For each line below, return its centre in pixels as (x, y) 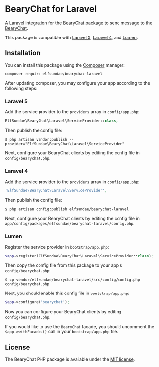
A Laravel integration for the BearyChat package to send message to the (79, 23)
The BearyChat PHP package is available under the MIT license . (70, 359)
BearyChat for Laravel (51, 9)
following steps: (21, 88)
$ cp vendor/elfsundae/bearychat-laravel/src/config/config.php (73, 280)
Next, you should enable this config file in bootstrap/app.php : (67, 293)
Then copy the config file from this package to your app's (64, 265)
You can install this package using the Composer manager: (65, 65)
